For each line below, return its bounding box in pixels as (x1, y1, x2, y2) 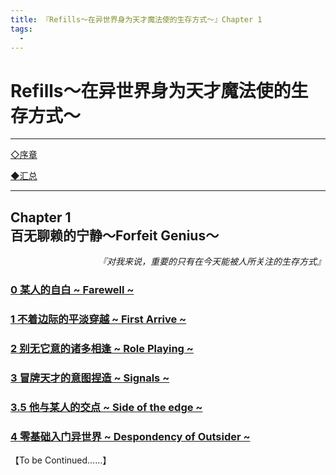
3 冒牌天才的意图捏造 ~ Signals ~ (10, 371, 170, 385)
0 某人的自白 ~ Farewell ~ (10, 283, 135, 297)
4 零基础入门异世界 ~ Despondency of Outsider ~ (10, 429, 251, 443)
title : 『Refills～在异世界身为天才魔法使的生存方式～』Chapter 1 (10, 14, 263, 25)
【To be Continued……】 (10, 454, 112, 466)
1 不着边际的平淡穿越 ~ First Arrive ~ (10, 312, 187, 326)
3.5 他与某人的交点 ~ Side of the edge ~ (10, 400, 203, 414)
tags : (10, 24, 33, 34)
